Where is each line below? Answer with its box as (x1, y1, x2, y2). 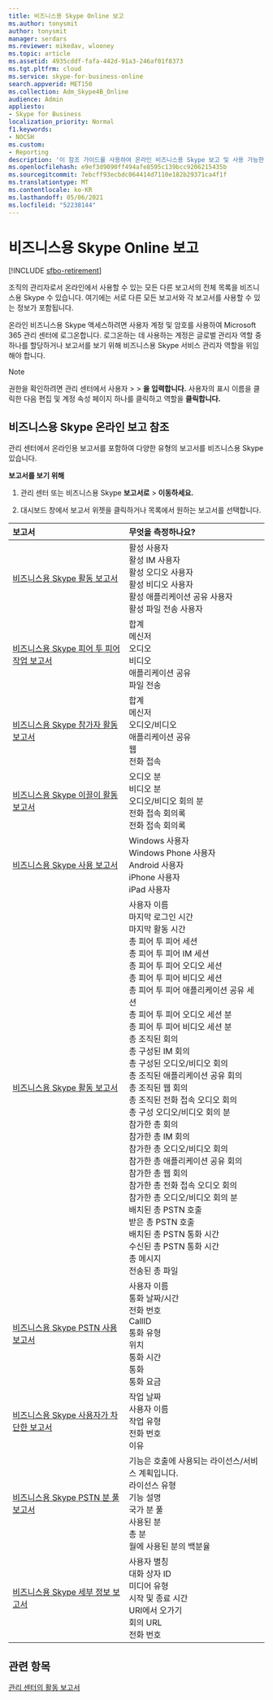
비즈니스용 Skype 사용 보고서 (12, 860, 119, 871)
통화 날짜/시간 (128, 1292, 180, 1304)
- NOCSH (8, 133, 35, 141)
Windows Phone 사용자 (128, 848, 216, 859)
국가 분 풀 (128, 1504, 164, 1515)
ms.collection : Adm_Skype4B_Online (8, 87, 129, 96)
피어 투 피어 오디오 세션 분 (138, 1009, 232, 1021)
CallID (128, 1315, 152, 1327)
